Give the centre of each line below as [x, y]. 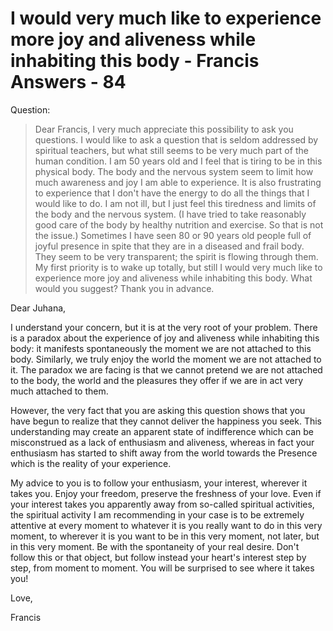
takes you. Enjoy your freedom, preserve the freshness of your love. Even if [166, 493]
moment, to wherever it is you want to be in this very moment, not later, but [165, 536]
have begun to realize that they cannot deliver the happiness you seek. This [166, 421]
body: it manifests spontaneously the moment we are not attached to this [161, 348]
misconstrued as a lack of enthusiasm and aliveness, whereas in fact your [162, 442]
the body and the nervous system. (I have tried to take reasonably [170, 214]
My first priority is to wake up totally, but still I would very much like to [178, 267]
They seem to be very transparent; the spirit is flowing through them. [176, 256]
